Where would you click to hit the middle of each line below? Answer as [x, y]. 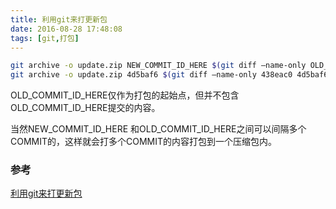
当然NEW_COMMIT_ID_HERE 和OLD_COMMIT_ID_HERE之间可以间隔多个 [158, 129]
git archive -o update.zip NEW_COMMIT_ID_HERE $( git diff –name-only [158, 66]
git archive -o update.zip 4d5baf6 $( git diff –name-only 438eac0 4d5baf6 [169, 75]
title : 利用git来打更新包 [59, 19]
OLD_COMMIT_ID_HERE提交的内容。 [85, 108]
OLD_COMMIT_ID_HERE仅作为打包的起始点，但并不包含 [125, 95]
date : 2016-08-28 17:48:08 [66, 29]
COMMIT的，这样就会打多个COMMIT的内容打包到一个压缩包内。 [144, 142]
